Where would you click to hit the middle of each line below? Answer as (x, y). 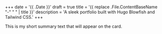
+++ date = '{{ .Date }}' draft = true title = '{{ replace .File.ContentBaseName (81, 7)
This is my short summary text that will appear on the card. (64, 26)
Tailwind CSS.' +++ (24, 17)
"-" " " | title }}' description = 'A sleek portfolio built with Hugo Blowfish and (80, 12)
